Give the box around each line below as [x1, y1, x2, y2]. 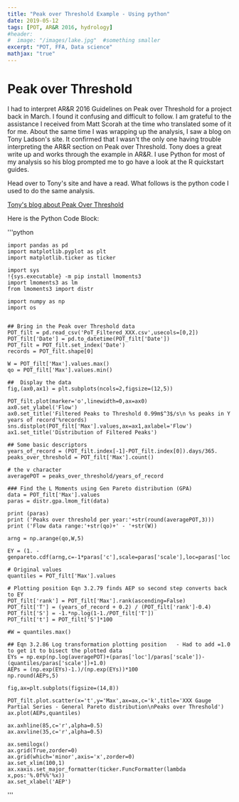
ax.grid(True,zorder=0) [7, 746, 78, 754]
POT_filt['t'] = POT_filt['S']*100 [7, 616, 113, 623]
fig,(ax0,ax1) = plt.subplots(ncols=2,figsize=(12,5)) [7, 385, 174, 392]
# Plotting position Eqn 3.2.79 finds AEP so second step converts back [7, 585, 228, 592]
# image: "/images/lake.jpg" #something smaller [7, 37, 161, 44]
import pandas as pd [7, 242, 69, 249]
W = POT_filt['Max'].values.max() [7, 360, 110, 367]
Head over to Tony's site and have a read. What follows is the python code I [7, 179, 229, 187]
